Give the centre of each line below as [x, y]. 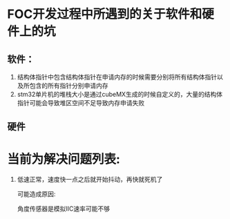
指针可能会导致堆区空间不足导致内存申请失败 [81, 103]
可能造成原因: [36, 194]
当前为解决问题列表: [64, 159]
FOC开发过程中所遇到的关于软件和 [105, 14]
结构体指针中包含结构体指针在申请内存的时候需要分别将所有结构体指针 [117, 77]
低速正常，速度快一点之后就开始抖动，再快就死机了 [90, 180]
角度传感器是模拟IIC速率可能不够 [64, 209]
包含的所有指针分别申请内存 [69, 86]
